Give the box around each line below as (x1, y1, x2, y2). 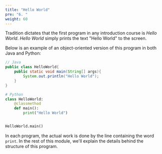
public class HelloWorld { (5, 65, 59, 70)
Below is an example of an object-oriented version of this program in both (5, 45, 157, 51)
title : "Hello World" (5, 7, 50, 12)
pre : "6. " (5, 12, 28, 17)
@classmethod (14, 101, 41, 106)
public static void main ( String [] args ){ (14, 69, 101, 75)
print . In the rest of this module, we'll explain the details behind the (5, 138, 144, 144)
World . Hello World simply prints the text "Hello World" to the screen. (5, 35, 147, 41)
